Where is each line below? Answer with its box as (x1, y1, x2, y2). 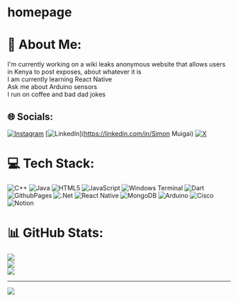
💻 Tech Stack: (7, 156, 95, 172)
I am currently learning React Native (7, 75, 112, 83)
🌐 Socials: (7, 110, 54, 122)
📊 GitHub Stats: (7, 225, 104, 241)
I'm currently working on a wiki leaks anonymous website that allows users (7, 60, 226, 69)
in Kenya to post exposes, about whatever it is (7, 68, 142, 76)
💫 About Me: (7, 37, 82, 53)
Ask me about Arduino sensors (7, 83, 98, 91)
